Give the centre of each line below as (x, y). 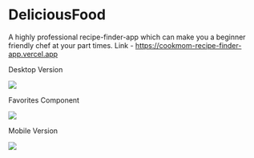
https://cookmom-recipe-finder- (188, 45)
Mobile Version (33, 131)
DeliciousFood (57, 15)
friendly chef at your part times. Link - (71, 45)
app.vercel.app (33, 54)
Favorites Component (44, 100)
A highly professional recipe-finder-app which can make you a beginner (127, 37)
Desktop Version (36, 69)
